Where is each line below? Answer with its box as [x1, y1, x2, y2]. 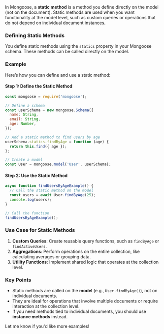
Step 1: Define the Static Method [5, 83, 73, 89]
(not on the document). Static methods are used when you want [5, 9, 135, 15]
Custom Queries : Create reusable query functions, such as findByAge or [12, 238, 159, 244]
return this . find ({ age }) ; [9, 144, 67, 149]
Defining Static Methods [5, 32, 65, 39]
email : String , [9, 117, 41, 122]
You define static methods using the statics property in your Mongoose [5, 43, 152, 49]
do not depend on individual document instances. [5, 20, 106, 26]
